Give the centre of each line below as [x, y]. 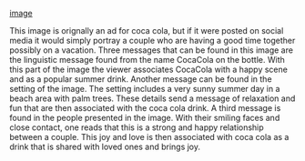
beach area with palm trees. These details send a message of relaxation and [152, 98]
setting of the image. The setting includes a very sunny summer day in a [145, 89]
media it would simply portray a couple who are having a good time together [152, 40]
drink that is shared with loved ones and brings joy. [105, 146]
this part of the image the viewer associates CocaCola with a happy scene [149, 69]
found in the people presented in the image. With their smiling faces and [145, 118]
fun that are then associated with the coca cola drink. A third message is [145, 108]
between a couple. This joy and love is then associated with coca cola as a [149, 137]
